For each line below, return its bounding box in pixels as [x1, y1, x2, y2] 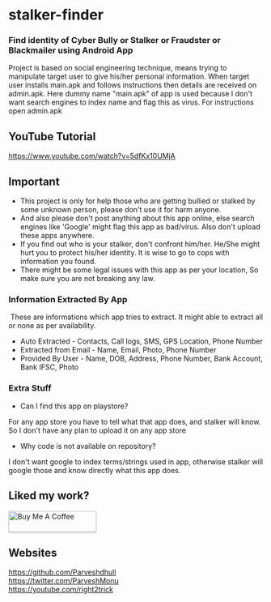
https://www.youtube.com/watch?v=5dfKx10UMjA [8, 152, 176, 161]
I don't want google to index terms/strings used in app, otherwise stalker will [8, 456, 264, 467]
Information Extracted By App [8, 294, 128, 305]
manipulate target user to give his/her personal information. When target [8, 71, 250, 82]
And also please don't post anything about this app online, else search [19, 213, 255, 224]
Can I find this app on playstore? [19, 401, 129, 411]
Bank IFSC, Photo [19, 362, 79, 372]
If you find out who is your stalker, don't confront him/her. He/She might [19, 239, 260, 249]
